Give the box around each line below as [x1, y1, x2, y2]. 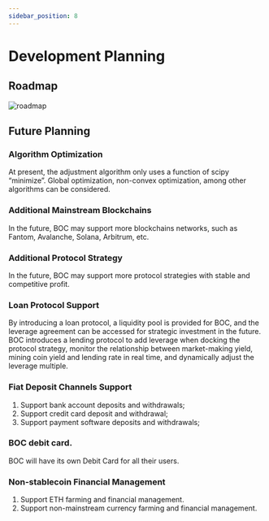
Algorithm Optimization [8, 148, 103, 159]
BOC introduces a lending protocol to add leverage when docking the [8, 335, 241, 345]
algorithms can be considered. [8, 185, 111, 194]
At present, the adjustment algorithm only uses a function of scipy [8, 167, 230, 177]
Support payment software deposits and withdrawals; [20, 417, 201, 427]
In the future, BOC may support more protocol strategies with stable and [8, 270, 250, 280]
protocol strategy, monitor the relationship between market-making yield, [8, 344, 254, 354]
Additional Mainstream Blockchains [8, 205, 152, 216]
